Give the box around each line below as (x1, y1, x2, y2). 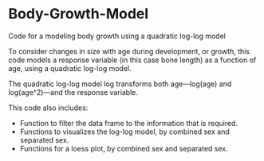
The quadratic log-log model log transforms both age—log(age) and (8, 79, 232, 88)
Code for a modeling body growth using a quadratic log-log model (8, 31, 226, 41)
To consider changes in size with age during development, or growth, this (8, 46, 250, 56)
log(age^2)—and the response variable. (8, 87, 138, 96)
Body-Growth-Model (8, 5, 149, 23)
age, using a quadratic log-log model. (8, 63, 132, 73)
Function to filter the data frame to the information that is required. (19, 118, 238, 128)
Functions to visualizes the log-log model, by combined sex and (19, 127, 230, 136)
